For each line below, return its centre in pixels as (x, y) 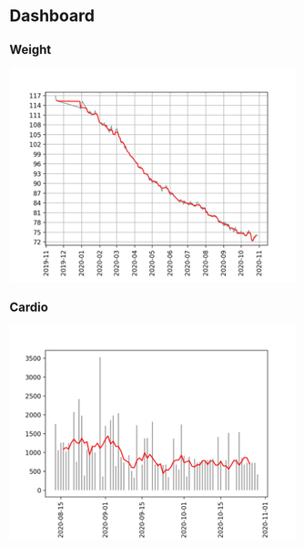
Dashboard (52, 16)
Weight (30, 50)
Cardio (29, 308)
